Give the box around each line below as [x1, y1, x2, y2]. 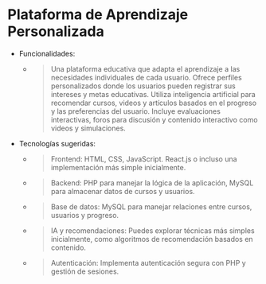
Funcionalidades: [18, 49, 76, 58]
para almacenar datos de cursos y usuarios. [50, 186, 196, 196]
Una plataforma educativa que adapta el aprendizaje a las [50, 64, 241, 73]
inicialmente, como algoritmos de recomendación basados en [50, 234, 253, 243]
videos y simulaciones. [50, 123, 127, 133]
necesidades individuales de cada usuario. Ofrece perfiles [50, 72, 242, 82]
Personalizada [7, 22, 104, 41]
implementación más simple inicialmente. [50, 162, 186, 172]
